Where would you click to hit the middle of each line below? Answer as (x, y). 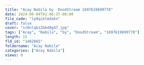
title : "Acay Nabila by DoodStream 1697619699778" (59, 10)
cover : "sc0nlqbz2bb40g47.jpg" (37, 28)
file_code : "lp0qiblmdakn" (33, 19)
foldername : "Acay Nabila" (33, 46)
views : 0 (14, 55)
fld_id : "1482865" (24, 42)
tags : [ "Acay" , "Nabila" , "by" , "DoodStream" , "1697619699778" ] (72, 32)
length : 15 (16, 37)
